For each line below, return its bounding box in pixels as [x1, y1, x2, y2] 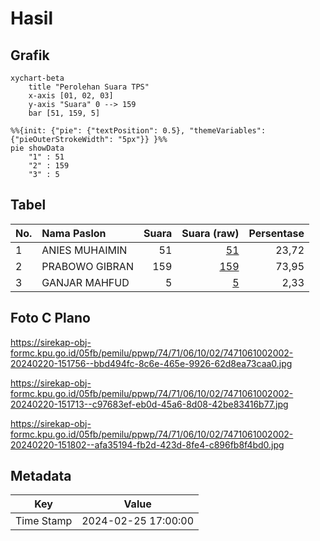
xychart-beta [10, 73, 65, 83]
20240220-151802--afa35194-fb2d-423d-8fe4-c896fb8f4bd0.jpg [10, 438, 285, 451]
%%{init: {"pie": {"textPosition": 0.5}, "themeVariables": [10, 126, 267, 136]
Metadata [10, 468, 72, 485]
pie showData [10, 143, 65, 153]
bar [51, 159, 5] [28, 108, 101, 118]
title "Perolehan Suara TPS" [28, 82, 150, 92]
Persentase [248, 226, 305, 240]
